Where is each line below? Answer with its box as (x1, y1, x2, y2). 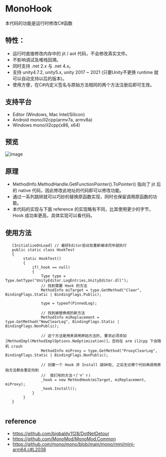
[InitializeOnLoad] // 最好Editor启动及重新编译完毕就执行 (11, 243, 127, 248)
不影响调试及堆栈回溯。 (12, 56, 61, 62)
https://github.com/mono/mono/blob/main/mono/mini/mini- (12, 441, 135, 447)
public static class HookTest (11, 247, 75, 252)
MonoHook (5, 3, 52, 14)
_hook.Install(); (40, 386, 77, 391)
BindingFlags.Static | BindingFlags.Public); (5, 292, 101, 297)
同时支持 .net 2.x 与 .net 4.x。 (12, 63, 74, 69)
